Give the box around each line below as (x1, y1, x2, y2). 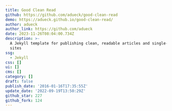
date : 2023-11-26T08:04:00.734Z (5, 31, 74, 36)
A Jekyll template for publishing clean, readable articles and (10, 41, 150, 46)
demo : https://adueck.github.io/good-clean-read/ (5, 17, 114, 22)
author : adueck (5, 21, 38, 27)
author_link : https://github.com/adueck (5, 27, 93, 32)
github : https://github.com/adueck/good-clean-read (5, 12, 118, 17)
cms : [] (5, 70, 22, 75)
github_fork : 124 (5, 98, 42, 103)
